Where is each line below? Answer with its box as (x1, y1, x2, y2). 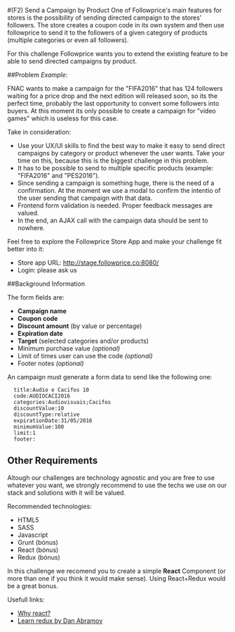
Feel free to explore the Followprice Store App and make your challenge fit (7, 237, 222, 246)
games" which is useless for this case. (7, 114, 119, 122)
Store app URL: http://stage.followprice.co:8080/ (17, 258, 159, 267)
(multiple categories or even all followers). (7, 36, 129, 44)
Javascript (17, 531, 48, 539)
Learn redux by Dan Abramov (17, 616, 103, 625)
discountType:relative (13, 411, 80, 418)
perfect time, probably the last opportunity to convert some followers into (7, 99, 220, 108)
